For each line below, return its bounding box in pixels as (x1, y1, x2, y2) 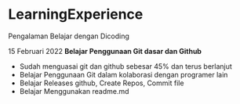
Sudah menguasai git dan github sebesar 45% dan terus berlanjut (19, 61, 233, 71)
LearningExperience (8, 5, 144, 23)
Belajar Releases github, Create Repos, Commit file (19, 78, 184, 88)
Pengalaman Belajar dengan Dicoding (8, 31, 129, 41)
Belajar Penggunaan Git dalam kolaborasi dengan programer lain (19, 70, 228, 79)
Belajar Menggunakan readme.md (19, 86, 129, 95)
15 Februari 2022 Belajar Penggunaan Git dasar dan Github (8, 46, 202, 56)
